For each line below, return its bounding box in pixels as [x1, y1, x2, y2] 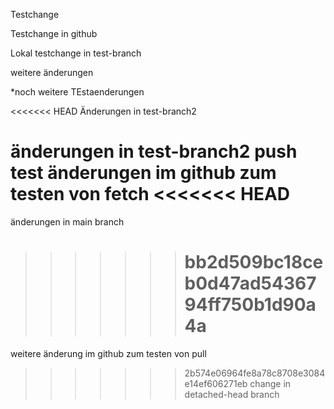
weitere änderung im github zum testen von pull [10, 347, 207, 359]
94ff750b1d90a [184, 294, 317, 316]
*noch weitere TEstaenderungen [10, 86, 145, 98]
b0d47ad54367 [184, 272, 317, 295]
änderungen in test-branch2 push [10, 140, 298, 163]
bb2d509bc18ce [184, 251, 324, 274]
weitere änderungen [10, 67, 94, 78]
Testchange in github [10, 28, 98, 39]
